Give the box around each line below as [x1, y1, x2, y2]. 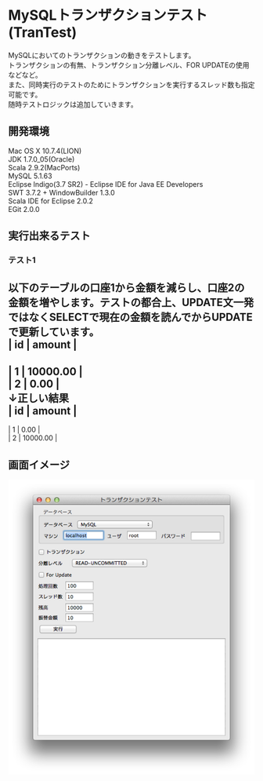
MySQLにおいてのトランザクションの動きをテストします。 [8, 50, 196, 60]
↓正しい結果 [8, 391, 70, 404]
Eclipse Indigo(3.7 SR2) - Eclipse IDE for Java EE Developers [8, 179, 204, 188]
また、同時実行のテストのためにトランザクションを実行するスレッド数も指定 [8, 79, 255, 89]
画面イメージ [8, 458, 70, 471]
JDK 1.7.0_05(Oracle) [8, 154, 75, 164]
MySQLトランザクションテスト [8, 6, 208, 24]
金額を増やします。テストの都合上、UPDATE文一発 [8, 296, 254, 309]
